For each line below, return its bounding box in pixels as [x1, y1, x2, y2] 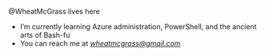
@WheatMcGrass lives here [8, 7, 100, 16]
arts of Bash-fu [19, 31, 70, 39]
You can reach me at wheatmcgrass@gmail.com [19, 39, 181, 48]
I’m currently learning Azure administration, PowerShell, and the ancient [19, 22, 257, 31]
